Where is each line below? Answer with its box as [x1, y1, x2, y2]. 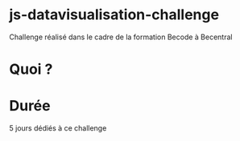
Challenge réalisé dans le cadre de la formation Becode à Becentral [9, 32, 233, 42]
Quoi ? [9, 60, 53, 79]
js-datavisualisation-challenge [9, 6, 220, 24]
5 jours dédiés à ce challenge [9, 123, 107, 133]
